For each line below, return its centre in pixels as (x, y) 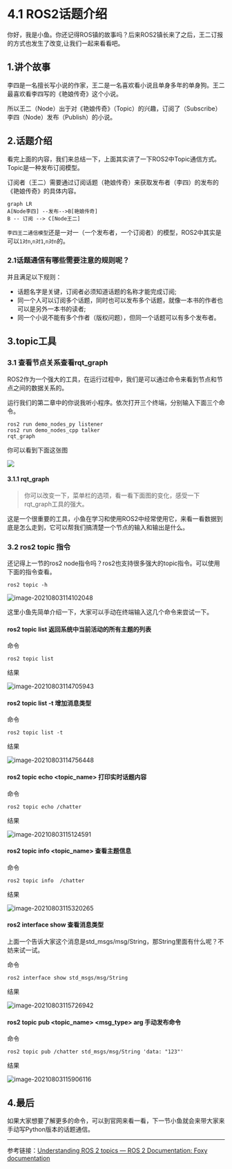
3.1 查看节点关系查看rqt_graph (58, 363)
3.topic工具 (32, 342)
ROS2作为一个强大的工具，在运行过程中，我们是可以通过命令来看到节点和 (112, 379)
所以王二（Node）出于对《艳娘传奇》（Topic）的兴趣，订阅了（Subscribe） (114, 108)
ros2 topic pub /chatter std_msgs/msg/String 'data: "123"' (96, 1052)
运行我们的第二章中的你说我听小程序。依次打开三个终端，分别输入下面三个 (113, 402)
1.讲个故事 (29, 67)
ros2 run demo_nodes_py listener (55, 424)
